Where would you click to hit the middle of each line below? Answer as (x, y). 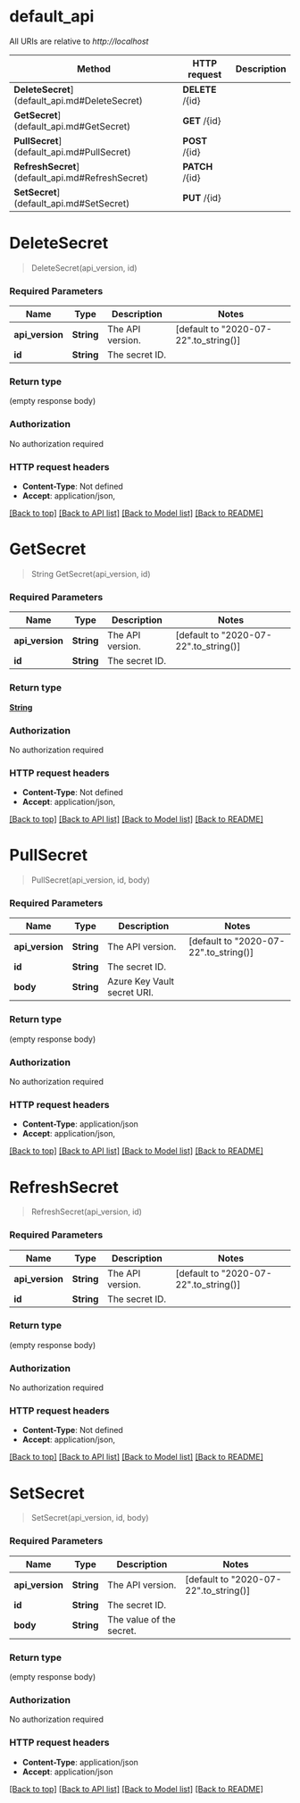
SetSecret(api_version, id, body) (90, 1518)
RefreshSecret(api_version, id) (87, 1212)
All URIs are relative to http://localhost (79, 41)
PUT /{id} (202, 197)
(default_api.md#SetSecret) (72, 203)
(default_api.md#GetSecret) (72, 126)
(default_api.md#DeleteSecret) (78, 100)
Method (94, 69)
